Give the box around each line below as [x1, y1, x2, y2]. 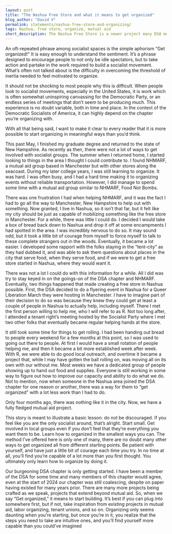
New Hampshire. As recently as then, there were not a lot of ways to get [5, 146, 157, 152]
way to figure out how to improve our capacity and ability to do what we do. [5, 373, 165, 379]
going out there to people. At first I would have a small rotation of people [5, 340, 158, 346]
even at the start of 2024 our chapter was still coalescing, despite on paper [5, 479, 164, 485]
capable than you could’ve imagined [5, 523, 82, 529]
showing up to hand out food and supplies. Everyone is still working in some [5, 367, 166, 373]
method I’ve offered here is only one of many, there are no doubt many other [5, 436, 167, 443]
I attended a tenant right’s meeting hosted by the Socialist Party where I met [5, 314, 165, 320]
